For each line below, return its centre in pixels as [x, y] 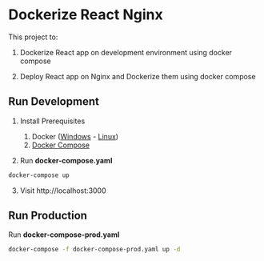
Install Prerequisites [52, 121]
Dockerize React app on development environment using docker [126, 52]
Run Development [54, 102]
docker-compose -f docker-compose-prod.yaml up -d [94, 250]
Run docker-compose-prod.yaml [64, 235]
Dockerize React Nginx [86, 15]
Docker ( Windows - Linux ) [75, 136]
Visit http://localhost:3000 [63, 191]
